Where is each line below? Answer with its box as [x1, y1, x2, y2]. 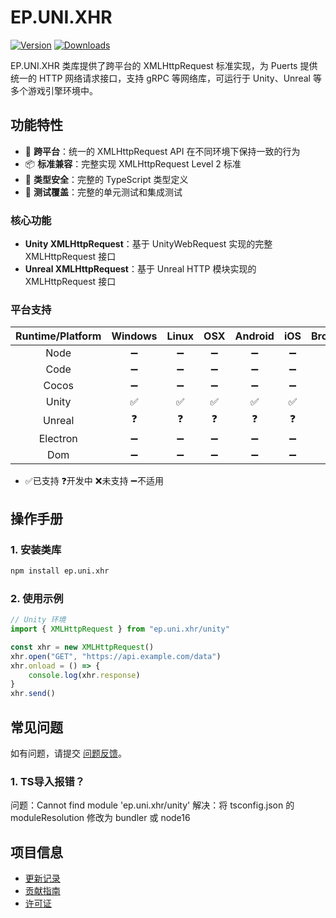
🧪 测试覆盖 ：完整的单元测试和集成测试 [24, 186, 183, 198]
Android [234, 329, 275, 343]
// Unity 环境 [10, 615, 67, 625]
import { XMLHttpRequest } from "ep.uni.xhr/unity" [10, 624, 230, 635]
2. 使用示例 [10, 591, 64, 605]
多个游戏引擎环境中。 [10, 84, 98, 96]
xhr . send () [10, 689, 56, 699]
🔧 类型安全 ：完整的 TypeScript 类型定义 [24, 173, 189, 185]
